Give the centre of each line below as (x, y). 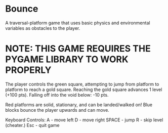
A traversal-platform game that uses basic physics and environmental (78, 23)
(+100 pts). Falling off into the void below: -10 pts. (57, 95)
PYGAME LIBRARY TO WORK (67, 59)
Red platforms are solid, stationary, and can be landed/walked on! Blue (79, 105)
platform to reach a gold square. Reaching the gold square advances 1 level (84, 90)
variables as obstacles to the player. (43, 28)
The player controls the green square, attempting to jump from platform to (82, 84)
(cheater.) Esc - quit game (32, 125)
